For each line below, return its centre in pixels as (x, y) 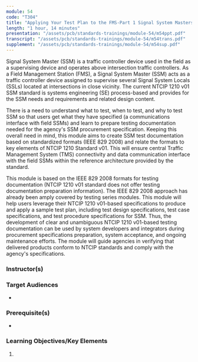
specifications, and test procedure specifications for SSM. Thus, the (89, 216)
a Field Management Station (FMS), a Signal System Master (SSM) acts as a (98, 74)
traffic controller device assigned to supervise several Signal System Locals (98, 80)
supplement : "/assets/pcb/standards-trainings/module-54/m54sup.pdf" (93, 45)
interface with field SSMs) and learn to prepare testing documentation (91, 123)
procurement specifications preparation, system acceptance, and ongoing (96, 234)
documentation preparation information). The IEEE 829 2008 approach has (97, 191)
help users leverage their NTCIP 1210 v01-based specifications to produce (96, 203)
